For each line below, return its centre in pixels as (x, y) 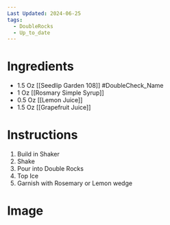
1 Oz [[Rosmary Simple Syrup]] (60, 93)
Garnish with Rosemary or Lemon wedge (74, 183)
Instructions (42, 135)
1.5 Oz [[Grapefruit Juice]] (54, 108)
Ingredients (40, 67)
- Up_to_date (32, 33)
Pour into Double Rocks (50, 169)
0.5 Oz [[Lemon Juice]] (50, 100)
